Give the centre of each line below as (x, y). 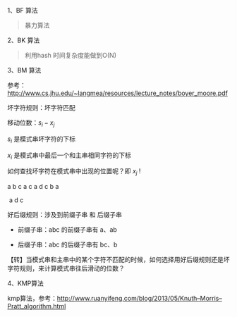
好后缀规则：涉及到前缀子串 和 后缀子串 (65, 215)
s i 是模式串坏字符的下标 (42, 139)
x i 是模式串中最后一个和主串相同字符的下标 (69, 156)
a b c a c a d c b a (33, 187)
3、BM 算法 (24, 70)
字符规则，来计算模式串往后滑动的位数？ (66, 268)
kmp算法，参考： (32, 299)
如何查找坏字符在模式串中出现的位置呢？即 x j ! (74, 172)
